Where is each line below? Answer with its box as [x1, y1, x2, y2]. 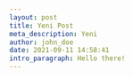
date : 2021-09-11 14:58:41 [9, 46, 110, 55]
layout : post [9, 12, 58, 22]
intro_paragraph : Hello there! [9, 54, 126, 63]
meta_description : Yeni [9, 29, 98, 38]
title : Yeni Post [9, 21, 74, 30]
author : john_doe [9, 37, 74, 47]
